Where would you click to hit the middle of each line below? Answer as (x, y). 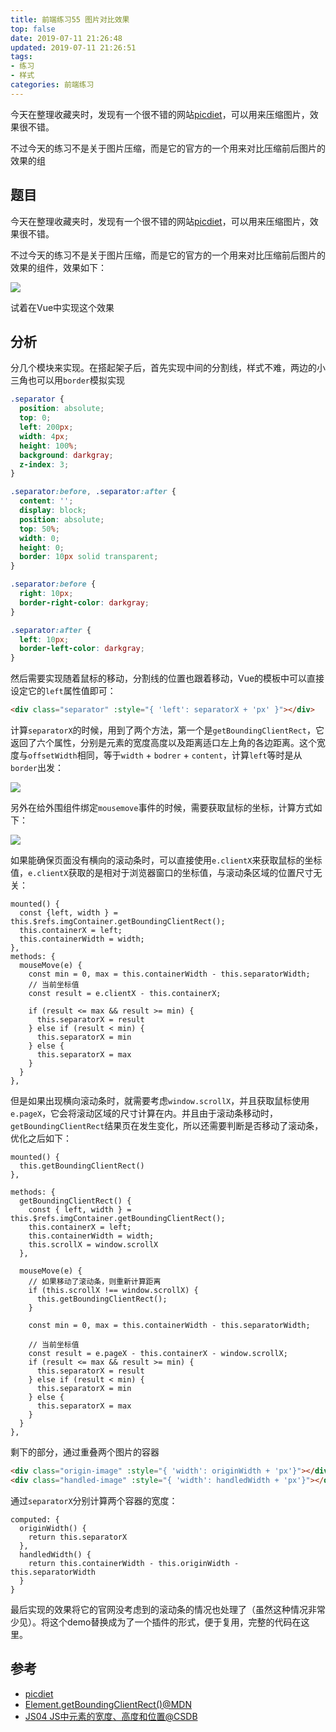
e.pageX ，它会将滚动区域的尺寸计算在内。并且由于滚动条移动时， (144, 1113)
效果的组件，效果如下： (58, 267)
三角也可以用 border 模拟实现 (67, 380)
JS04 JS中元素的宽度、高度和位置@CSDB (111, 1716)
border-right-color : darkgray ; (84, 602)
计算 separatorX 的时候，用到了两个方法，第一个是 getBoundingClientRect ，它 (167, 730)
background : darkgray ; (66, 455)
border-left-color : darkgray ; (82, 649)
